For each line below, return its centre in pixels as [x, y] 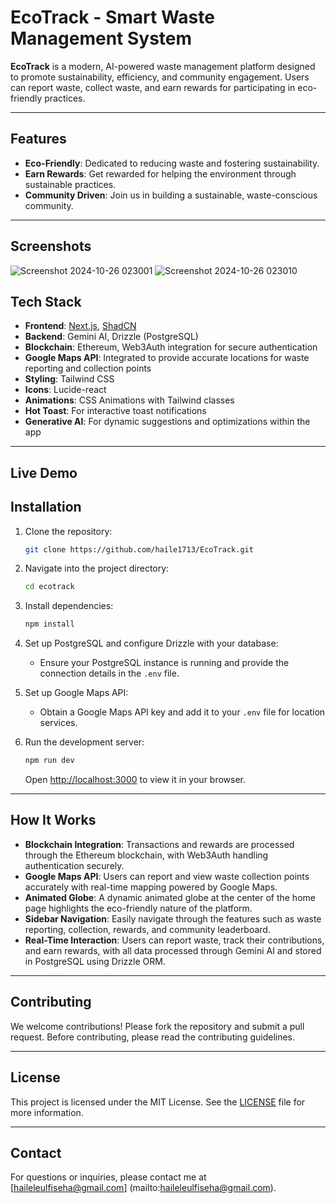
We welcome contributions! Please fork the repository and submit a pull [157, 1026]
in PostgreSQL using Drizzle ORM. [95, 961]
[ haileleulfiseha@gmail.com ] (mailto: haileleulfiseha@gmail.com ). [143, 1188]
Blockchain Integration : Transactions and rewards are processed [159, 844]
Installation [46, 507]
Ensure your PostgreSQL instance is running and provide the [164, 663]
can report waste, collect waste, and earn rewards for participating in [153, 87]
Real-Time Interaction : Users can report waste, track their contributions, [174, 940]
